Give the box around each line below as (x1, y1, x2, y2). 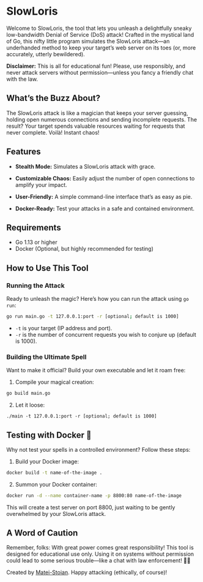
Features (6, 147, 41, 157)
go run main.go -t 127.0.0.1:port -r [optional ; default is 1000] (6, 314, 179, 320)
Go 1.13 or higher (15, 238, 57, 246)
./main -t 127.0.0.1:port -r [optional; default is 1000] (6, 413, 157, 419)
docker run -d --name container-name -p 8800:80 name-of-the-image (6, 492, 182, 499)
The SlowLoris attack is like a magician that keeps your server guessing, (6, 109, 188, 117)
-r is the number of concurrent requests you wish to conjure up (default (15, 331, 197, 338)
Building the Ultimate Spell (6, 353, 87, 361)
